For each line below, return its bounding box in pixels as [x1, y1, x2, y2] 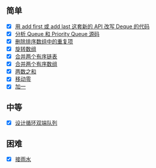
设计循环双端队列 [14, 119, 58, 127]
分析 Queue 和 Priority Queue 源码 [14, 30, 100, 37]
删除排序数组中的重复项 [14, 38, 73, 45]
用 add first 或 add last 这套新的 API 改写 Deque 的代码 [14, 23, 150, 30]
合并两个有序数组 [14, 61, 58, 68]
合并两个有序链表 [14, 53, 58, 60]
